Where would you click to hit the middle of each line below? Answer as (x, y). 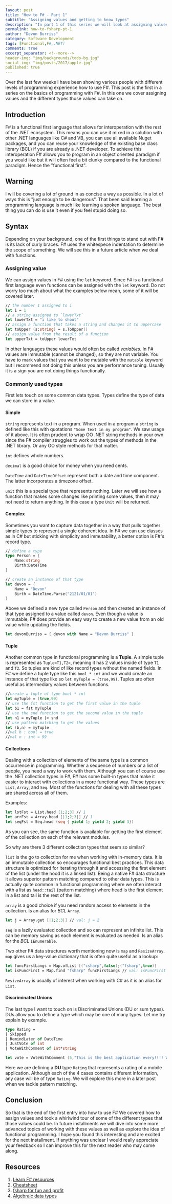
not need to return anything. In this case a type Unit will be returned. (78, 502)
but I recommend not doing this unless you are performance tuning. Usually (85, 365)
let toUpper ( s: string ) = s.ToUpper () (47, 330)
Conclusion (24, 1100)
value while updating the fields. (38, 625)
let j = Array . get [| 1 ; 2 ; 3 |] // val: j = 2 (52, 920)
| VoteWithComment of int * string (41, 1049)
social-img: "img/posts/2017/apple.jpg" (49, 63)
